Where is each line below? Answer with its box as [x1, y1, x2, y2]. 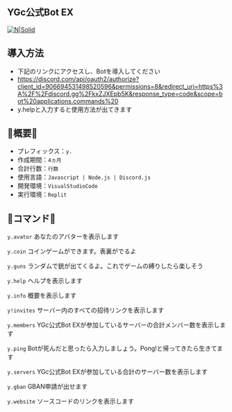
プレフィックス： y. [17, 147, 73, 155]
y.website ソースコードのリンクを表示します [7, 397, 134, 406]
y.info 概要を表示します [7, 291, 76, 300]
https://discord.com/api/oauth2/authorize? [17, 75, 140, 83]
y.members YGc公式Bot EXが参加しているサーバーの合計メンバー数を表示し [7, 321, 220, 329]
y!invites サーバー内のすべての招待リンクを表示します [7, 306, 165, 314]
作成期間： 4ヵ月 [17, 155, 62, 164]
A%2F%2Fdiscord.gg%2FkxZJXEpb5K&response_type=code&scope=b [17, 89, 224, 98]
